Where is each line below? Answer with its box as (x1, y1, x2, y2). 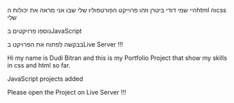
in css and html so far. (7, 61, 71, 69)
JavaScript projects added (7, 74, 84, 83)
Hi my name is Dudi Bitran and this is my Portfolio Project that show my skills (7, 54, 228, 62)
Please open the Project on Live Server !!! (7, 88, 127, 96)
